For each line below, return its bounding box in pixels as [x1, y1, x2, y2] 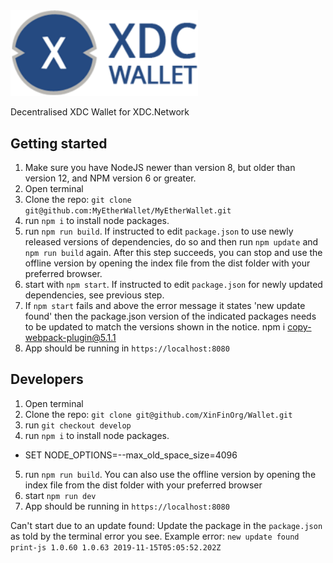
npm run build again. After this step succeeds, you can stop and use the [24, 247, 323, 259]
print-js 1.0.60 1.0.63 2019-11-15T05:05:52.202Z [10, 542, 222, 553]
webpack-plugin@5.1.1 [24, 332, 117, 344]
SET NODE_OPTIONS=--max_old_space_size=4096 [24, 449, 238, 461]
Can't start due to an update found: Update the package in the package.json [10, 519, 323, 531]
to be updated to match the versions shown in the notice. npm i [24, 321, 286, 333]
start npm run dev [24, 489, 97, 501]
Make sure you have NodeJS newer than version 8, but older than [24, 162, 296, 174]
